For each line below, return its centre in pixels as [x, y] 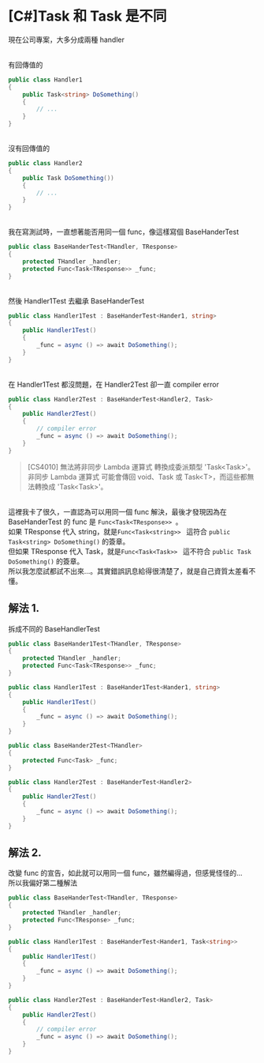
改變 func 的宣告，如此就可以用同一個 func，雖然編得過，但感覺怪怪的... [125, 873]
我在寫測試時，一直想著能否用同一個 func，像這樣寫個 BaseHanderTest [124, 232]
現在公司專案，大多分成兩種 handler [66, 40]
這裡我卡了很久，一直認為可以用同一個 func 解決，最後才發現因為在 [117, 511]
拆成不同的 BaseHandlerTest [54, 628]
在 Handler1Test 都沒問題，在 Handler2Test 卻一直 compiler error [113, 384]
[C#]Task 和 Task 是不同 [87, 16]
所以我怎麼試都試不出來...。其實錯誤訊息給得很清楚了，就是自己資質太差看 [129, 571]
